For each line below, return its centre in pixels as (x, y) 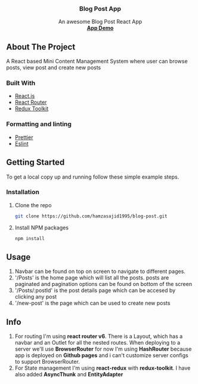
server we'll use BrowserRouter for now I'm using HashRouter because (103, 349)
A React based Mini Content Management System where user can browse (97, 62)
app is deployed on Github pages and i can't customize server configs (102, 355)
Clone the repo (33, 205)
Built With (21, 83)
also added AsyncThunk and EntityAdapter (69, 374)
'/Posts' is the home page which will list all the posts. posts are (92, 278)
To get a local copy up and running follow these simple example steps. (93, 177)
